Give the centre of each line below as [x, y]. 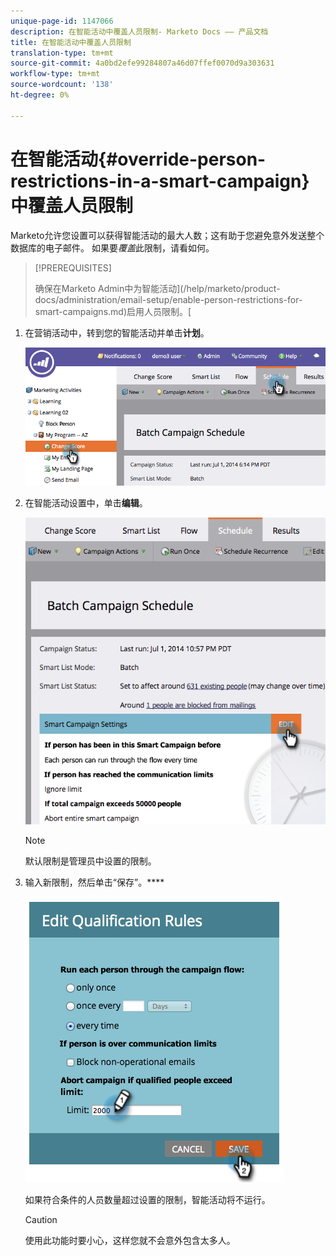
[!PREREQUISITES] [73, 267]
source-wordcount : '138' [62, 85]
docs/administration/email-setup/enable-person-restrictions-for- [168, 299]
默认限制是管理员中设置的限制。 [90, 861]
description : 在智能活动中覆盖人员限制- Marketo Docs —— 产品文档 [139, 31]
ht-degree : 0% [40, 95]
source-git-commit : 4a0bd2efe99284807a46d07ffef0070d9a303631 [142, 63]
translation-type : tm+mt [62, 53]
